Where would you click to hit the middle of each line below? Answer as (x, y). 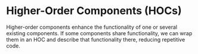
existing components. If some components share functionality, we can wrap (99, 33)
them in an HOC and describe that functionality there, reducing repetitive (96, 39)
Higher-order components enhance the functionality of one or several (92, 27)
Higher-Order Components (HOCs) (94, 11)
